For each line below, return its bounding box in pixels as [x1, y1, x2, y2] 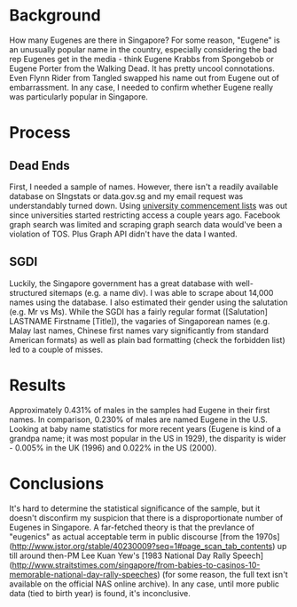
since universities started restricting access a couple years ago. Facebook [9, 210, 281, 220]
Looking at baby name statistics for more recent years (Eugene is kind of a [9, 423, 282, 434]
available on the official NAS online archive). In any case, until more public [9, 579, 280, 589]
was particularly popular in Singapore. [9, 91, 149, 102]
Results [9, 375, 66, 395]
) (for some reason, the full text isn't [157, 569, 288, 579]
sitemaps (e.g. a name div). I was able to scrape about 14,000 [49, 287, 274, 298]
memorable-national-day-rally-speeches [9, 569, 158, 579]
